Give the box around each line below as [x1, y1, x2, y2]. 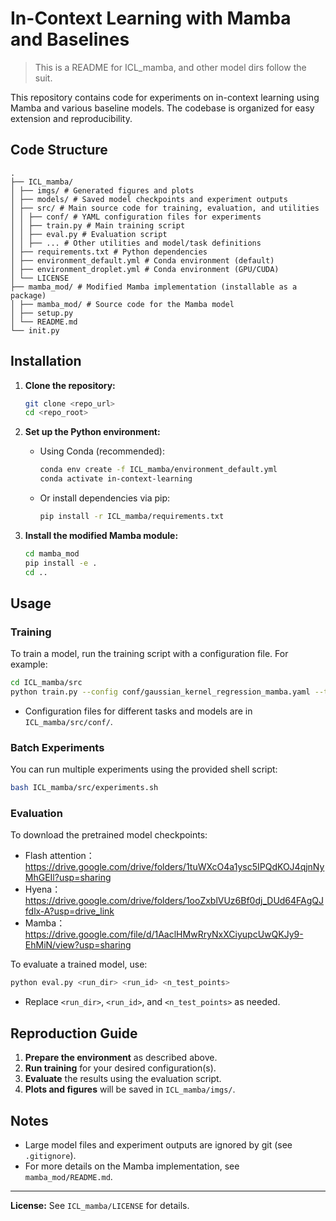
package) [10, 290, 47, 301]
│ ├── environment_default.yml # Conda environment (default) [10, 255, 275, 266]
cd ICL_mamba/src [10, 678, 83, 688]
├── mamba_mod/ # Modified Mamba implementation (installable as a [10, 282, 298, 292]
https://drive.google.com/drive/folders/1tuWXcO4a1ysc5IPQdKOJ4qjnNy [24, 861, 325, 873]
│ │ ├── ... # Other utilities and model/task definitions [10, 238, 262, 248]
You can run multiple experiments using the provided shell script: [10, 763, 278, 776]
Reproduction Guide [10, 1025, 138, 1042]
